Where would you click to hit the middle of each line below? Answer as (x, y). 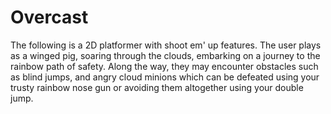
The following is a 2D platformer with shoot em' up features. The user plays (166, 45)
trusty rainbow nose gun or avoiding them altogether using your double (157, 87)
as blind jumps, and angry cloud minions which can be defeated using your (165, 77)
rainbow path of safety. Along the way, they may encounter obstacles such (164, 66)
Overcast (49, 17)
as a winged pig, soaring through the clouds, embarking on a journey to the (165, 55)
